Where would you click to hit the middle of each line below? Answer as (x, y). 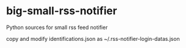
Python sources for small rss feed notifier (57, 27)
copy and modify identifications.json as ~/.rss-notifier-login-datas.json (93, 39)
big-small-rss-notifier (62, 11)
